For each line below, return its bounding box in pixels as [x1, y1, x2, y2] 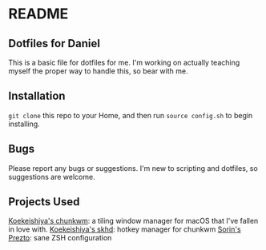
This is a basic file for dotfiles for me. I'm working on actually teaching [8, 58, 240, 67]
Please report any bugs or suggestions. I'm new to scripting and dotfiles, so [8, 163, 258, 173]
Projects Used [8, 195, 80, 208]
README [8, 5, 69, 23]
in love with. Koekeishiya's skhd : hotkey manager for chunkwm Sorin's [8, 224, 242, 234]
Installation [8, 89, 66, 103]
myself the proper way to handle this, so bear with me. [8, 66, 188, 76]
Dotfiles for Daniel [8, 37, 100, 50]
